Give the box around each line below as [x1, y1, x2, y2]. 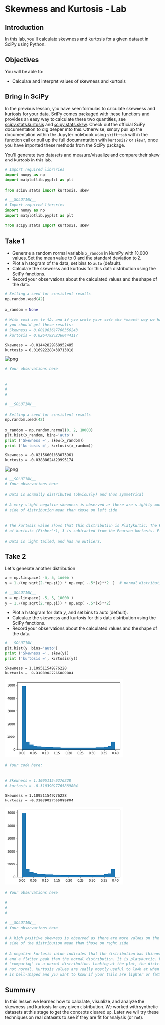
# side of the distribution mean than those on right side [5, 941, 129, 946]
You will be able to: [5, 68, 44, 74]
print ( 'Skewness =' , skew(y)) [5, 651, 69, 656]
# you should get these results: [5, 322, 74, 328]
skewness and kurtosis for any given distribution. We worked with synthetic [5, 1004, 158, 1010]
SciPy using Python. [5, 41, 46, 47]
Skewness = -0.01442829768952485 [5, 342, 74, 348]
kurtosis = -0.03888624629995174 [5, 458, 74, 463]
